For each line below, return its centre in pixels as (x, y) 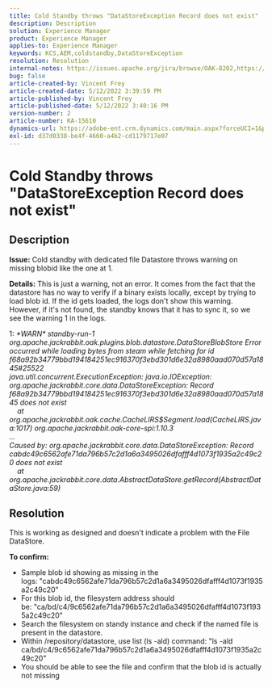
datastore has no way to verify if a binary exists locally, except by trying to (133, 292)
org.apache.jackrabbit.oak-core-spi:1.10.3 (104, 428)
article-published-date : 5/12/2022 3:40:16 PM (89, 106)
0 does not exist (36, 462)
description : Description (52, 23)
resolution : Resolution (49, 61)
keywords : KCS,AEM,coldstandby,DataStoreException (96, 53)
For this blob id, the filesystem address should (98, 598)
